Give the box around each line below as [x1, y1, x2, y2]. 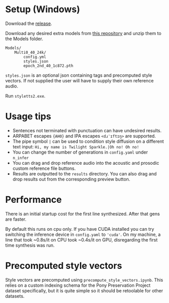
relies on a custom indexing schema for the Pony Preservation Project [5, 282, 151, 288]
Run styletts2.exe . [5, 93, 46, 99]
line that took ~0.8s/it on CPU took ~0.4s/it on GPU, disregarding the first [5, 236, 158, 243]
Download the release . [5, 20, 52, 26]
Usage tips [5, 111, 52, 123]
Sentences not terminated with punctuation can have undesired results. [12, 127, 162, 133]
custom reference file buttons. [12, 165, 76, 171]
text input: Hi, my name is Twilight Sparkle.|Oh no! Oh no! [12, 143, 139, 149]
